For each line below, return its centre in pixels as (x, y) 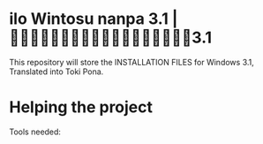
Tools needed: (35, 132)
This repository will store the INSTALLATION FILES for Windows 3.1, (131, 62)
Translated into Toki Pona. (56, 72)
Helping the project (81, 107)
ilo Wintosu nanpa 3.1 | (94, 19)
